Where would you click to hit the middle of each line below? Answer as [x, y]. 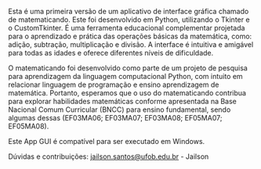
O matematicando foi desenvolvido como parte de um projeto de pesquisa [128, 68]
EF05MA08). [29, 126]
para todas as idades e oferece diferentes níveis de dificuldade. [111, 53]
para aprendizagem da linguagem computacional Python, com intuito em [125, 76]
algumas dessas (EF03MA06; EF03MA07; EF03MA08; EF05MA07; [115, 118]
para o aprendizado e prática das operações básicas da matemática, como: [130, 36]
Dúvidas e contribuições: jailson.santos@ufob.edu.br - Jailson [109, 156]
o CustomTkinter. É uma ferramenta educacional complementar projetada [127, 28]
